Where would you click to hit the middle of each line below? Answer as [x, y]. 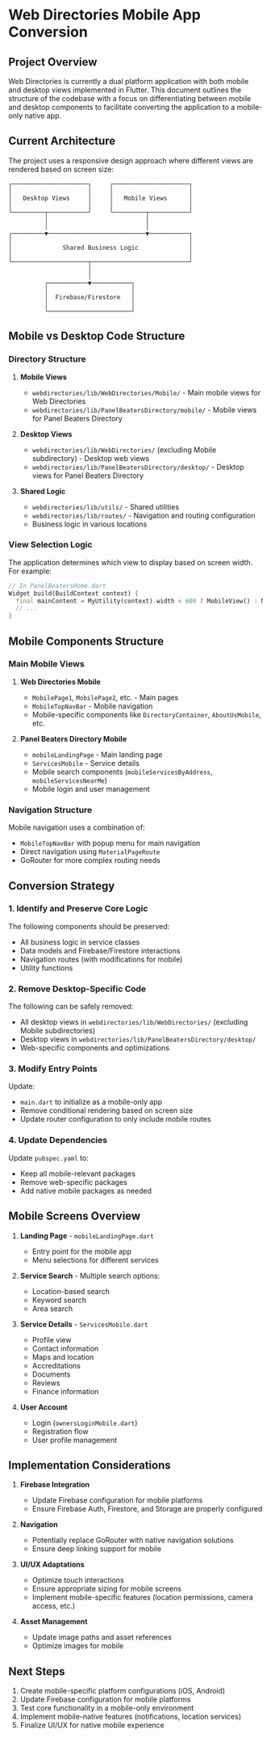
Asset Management [54, 1622]
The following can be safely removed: [71, 1006]
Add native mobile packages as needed [85, 1190]
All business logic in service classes [80, 942]
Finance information [65, 1391]
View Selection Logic [50, 545]
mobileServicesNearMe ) [69, 780]
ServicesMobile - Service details [85, 763]
